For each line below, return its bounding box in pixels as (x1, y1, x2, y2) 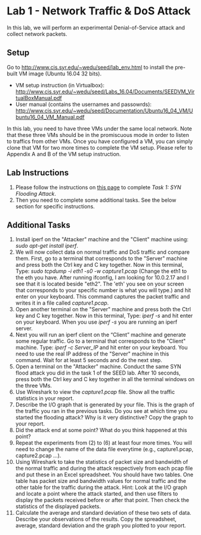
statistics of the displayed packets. (15, 503, 101, 510)
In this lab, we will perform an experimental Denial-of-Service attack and (7, 24, 185, 31)
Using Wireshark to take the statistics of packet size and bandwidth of (15, 458, 188, 466)
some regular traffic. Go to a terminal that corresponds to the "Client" (15, 338, 186, 345)
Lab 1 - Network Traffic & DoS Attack (7, 4, 191, 18)
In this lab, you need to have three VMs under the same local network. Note (7, 124, 193, 132)
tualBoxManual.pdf (15, 94, 62, 101)
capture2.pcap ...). (15, 452, 61, 459)
